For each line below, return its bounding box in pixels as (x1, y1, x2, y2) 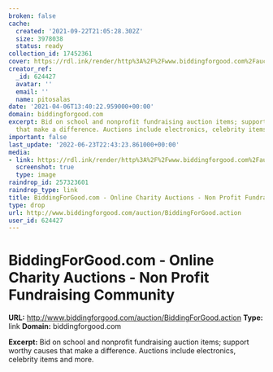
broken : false (8, 11, 57, 20)
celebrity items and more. (8, 355, 94, 365)
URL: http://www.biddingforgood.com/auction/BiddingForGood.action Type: (8, 313, 263, 322)
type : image (15, 171, 57, 179)
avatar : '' (15, 80, 53, 88)
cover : (8, 58, 31, 66)
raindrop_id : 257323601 (8, 178, 89, 187)
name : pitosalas (15, 95, 71, 103)
